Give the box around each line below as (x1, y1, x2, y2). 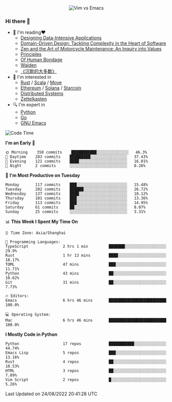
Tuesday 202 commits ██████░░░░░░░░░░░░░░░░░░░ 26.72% (5, 187, 148, 192)
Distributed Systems (20, 90, 64, 97)
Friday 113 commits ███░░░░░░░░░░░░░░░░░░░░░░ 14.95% (5, 200, 148, 206)
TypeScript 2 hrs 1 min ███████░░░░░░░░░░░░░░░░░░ (5, 244, 167, 249)
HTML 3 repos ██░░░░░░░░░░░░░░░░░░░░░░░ (5, 368, 167, 374)
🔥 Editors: (5, 294, 29, 299)
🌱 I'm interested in (12, 74, 51, 80)
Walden (20, 62, 37, 68)
